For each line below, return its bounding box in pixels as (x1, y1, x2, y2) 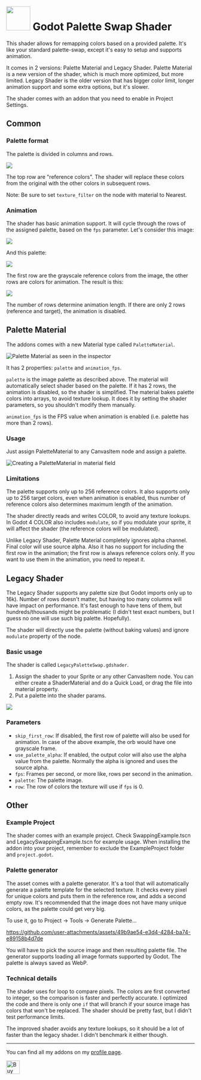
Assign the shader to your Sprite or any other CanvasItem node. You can (14, 673, 194, 680)
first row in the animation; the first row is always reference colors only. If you (6, 550, 195, 557)
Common (6, 119, 41, 129)
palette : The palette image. (14, 776, 83, 784)
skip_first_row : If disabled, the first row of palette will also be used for (14, 732, 190, 739)
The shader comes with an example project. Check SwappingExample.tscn (6, 832, 191, 839)
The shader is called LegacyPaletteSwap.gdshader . (6, 661, 129, 668)
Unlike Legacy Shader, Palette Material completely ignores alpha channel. (6, 537, 187, 544)
